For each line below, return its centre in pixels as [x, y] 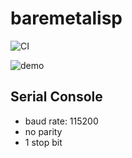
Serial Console [56, 97]
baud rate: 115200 [61, 121]
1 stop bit [43, 142]
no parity [43, 131]
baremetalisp [66, 18]
